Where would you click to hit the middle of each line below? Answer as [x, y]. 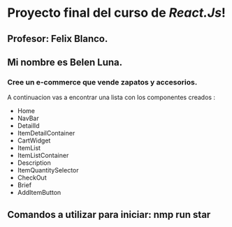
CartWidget [34, 140]
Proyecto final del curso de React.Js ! [116, 13]
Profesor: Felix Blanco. [58, 39]
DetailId [28, 126]
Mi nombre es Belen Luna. [65, 62]
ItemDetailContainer [46, 133]
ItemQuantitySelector [48, 170]
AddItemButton [39, 193]
